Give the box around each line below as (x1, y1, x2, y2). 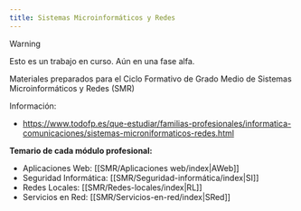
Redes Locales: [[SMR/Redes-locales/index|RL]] (22, 182, 202, 193)
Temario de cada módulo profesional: (9, 145, 153, 156)
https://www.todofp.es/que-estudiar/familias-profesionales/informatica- (22, 118, 292, 129)
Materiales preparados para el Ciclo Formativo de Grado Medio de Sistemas (9, 73, 292, 84)
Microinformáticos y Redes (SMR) (9, 82, 136, 93)
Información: (9, 101, 57, 111)
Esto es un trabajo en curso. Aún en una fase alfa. (9, 55, 195, 66)
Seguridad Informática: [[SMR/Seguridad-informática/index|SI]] (22, 172, 259, 183)
